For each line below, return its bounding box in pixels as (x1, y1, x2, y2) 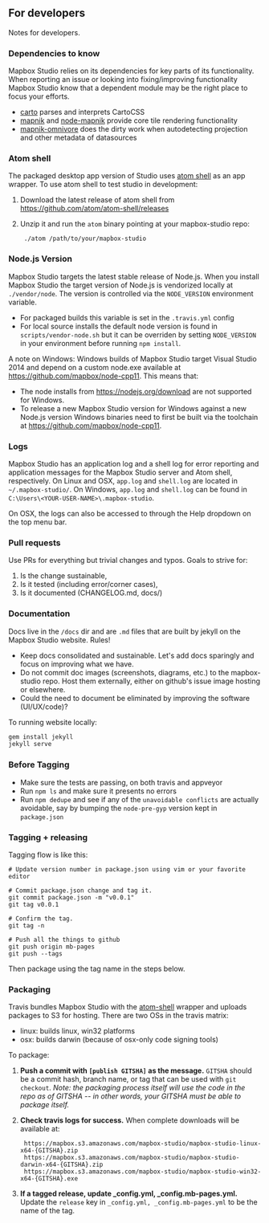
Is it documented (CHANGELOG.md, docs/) (19, 588, 163, 597)
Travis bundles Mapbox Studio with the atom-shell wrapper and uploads (8, 1002, 247, 1012)
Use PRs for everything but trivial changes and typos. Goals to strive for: (8, 556, 248, 565)
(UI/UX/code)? (19, 702, 68, 711)
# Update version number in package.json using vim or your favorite (8, 865, 247, 874)
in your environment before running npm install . (19, 338, 181, 348)
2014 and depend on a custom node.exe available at (8, 362, 181, 372)
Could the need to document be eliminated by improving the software (19, 693, 251, 703)
